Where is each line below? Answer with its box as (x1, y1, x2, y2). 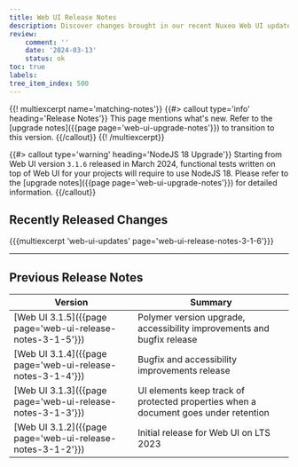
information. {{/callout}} (9, 186, 96, 197)
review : (9, 29, 38, 38)
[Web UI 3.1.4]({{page (13, 348, 107, 360)
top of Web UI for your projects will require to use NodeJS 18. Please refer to (9, 168, 289, 178)
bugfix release (137, 334, 198, 346)
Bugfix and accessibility (137, 353, 238, 366)
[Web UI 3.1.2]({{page (13, 421, 107, 433)
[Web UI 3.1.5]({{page (13, 312, 107, 324)
